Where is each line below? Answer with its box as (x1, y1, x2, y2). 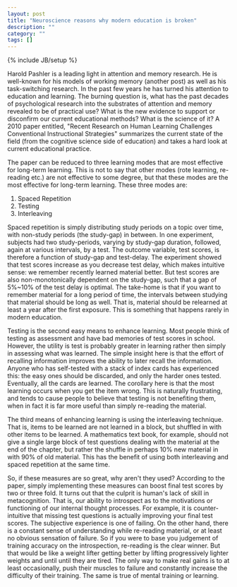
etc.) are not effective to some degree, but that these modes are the (30, 174, 229, 182)
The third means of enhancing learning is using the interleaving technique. (7, 416, 224, 424)
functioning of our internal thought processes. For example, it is (7, 504, 193, 512)
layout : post (7, 10, 46, 18)
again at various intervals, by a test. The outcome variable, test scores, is (7, 246, 220, 254)
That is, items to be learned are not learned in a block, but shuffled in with (7, 423, 222, 431)
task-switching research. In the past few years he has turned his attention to (7, 85, 229, 93)
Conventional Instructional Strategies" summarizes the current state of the (7, 130, 224, 138)
